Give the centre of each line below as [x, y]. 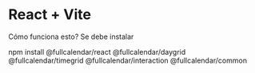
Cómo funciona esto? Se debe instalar [71, 36]
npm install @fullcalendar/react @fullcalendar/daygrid [97, 52]
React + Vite [50, 15]
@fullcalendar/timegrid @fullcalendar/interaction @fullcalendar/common [128, 60]
